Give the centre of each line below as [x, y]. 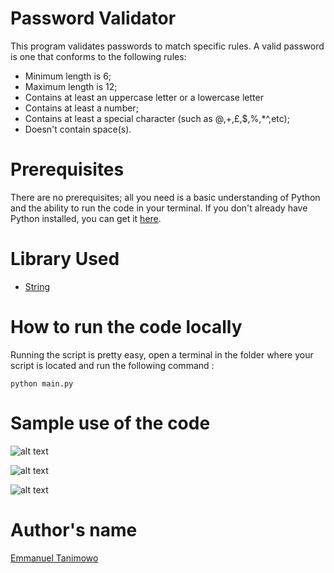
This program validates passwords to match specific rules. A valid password [167, 46]
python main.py [42, 383]
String [37, 286]
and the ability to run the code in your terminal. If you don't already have [159, 208]
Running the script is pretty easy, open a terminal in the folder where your [162, 354]
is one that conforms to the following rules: [98, 56]
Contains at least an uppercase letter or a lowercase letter [144, 97]
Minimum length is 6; [68, 76]
